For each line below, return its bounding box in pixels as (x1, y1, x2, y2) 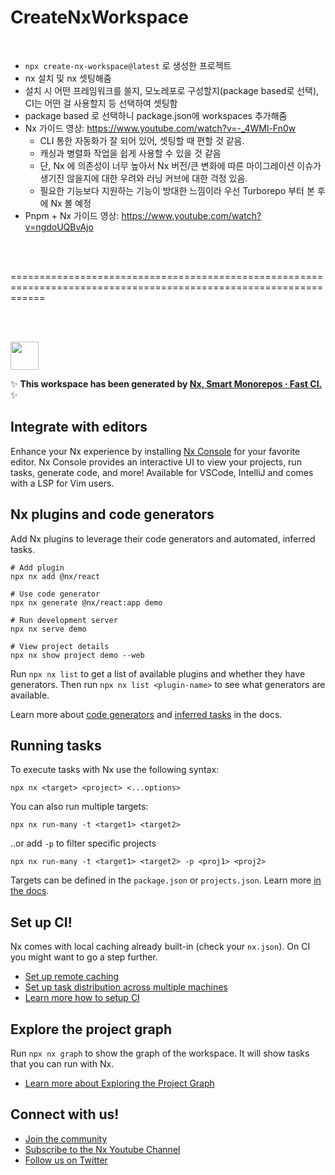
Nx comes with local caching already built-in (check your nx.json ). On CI (10, 941, 311, 953)
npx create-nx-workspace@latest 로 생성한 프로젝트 (24, 59, 232, 71)
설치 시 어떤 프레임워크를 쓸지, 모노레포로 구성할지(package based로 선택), (24, 84, 320, 96)
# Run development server (10, 615, 118, 625)
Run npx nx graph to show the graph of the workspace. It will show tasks (10, 1047, 310, 1059)
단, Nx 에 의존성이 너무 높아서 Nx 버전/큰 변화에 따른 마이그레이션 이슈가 (39, 159, 322, 171)
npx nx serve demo (10, 624, 87, 634)
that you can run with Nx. (10, 1058, 115, 1070)
